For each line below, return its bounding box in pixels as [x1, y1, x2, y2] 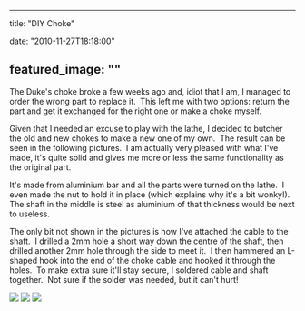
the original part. [9, 161, 72, 173]
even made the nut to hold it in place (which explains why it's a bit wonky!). [9, 188, 290, 200]
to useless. [9, 208, 50, 219]
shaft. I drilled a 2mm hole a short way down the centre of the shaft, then [9, 236, 284, 246]
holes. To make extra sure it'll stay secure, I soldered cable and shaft [9, 265, 269, 276]
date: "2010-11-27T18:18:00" [9, 35, 115, 46]
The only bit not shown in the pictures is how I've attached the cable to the [9, 226, 289, 236]
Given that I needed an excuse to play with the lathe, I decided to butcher [9, 123, 283, 134]
